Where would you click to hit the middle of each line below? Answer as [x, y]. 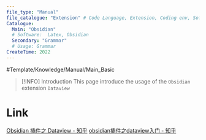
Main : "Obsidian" [34, 29]
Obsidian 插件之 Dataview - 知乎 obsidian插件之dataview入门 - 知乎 [91, 130]
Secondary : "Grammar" [40, 41]
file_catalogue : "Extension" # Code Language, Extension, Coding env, [98, 18]
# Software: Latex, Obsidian [50, 35]
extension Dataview [46, 88]
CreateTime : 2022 [29, 52]
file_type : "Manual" [33, 12]
